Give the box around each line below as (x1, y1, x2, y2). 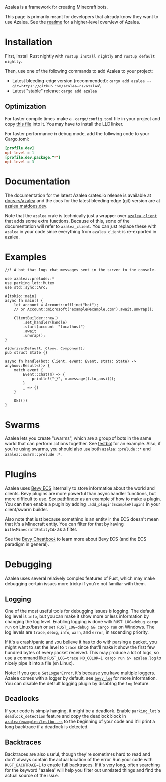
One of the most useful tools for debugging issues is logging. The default (5, 608, 155, 614)
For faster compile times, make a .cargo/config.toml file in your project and (5, 115, 160, 121)
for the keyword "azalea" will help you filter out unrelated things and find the (5, 767, 161, 773)
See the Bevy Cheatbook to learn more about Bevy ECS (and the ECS (5, 536, 147, 542)
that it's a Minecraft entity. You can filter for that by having (5, 521, 124, 527)
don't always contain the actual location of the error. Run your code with (5, 757, 153, 763)
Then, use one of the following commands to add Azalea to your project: (5, 68, 153, 74)
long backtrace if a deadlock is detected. (5, 723, 89, 730)
